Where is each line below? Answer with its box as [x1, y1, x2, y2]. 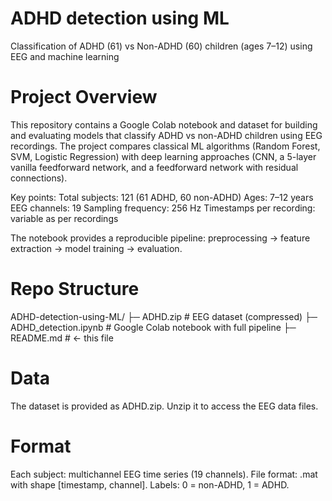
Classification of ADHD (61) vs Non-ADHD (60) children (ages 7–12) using [10, 40, 313, 52]
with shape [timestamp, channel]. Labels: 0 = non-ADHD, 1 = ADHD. [10, 478, 290, 491]
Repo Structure [10, 278, 140, 301]
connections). [10, 172, 68, 184]
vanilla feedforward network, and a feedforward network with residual [10, 161, 299, 173]
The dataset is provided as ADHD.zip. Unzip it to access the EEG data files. [10, 400, 319, 412]
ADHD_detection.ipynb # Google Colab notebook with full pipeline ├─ [10, 321, 297, 333]
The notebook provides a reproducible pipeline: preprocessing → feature [10, 232, 311, 244]
